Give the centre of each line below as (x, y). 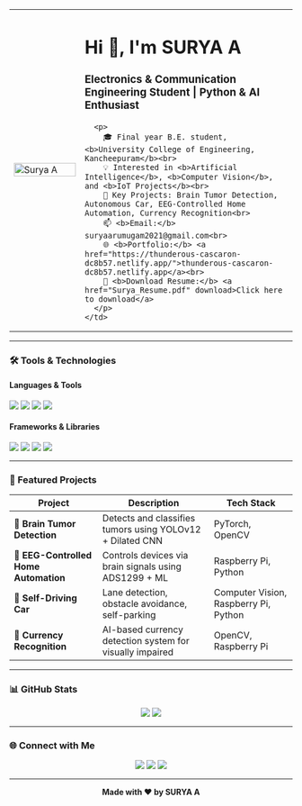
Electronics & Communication (160, 79)
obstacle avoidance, (145, 604)
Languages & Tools (46, 385)
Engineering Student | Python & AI (173, 92)
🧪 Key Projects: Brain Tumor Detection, (191, 195)
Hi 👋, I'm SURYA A (163, 47)
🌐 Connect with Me (53, 745)
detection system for (146, 641)
